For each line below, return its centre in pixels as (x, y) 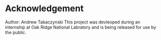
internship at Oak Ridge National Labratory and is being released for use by (81, 27)
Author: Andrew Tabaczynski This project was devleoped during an (73, 22)
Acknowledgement (44, 9)
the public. (16, 32)
